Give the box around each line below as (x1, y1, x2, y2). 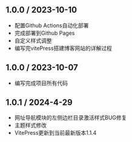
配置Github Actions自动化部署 (14, 21, 89, 29)
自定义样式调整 (14, 36, 52, 44)
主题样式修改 (14, 121, 47, 129)
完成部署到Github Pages (14, 29, 75, 36)
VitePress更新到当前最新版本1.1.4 (14, 129, 97, 137)
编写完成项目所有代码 (14, 79, 68, 87)
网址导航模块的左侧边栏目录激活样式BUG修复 (14, 114, 127, 121)
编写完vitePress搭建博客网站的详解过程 (14, 44, 113, 52)
